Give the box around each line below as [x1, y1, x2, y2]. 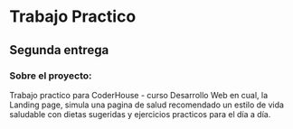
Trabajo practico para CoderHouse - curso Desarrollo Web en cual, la [9, 89, 269, 100]
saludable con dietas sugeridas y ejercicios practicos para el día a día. [9, 108, 271, 119]
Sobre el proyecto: [9, 69, 92, 82]
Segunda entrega [9, 42, 109, 58]
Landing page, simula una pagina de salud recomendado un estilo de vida [9, 99, 285, 110]
